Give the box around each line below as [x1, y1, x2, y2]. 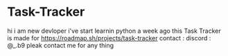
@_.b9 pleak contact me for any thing [7, 41, 114, 49]
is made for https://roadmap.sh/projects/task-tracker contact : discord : [7, 33, 211, 42]
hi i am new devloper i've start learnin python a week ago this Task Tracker [7, 27, 221, 35]
